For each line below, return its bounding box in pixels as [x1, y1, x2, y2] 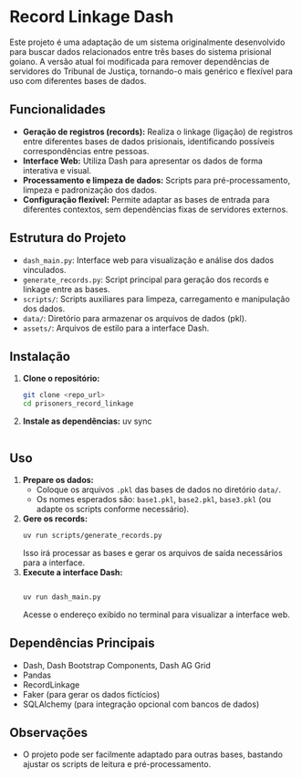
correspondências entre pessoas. [22, 145, 150, 156]
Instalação [9, 349, 71, 364]
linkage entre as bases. [22, 283, 110, 294]
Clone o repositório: [22, 373, 100, 384]
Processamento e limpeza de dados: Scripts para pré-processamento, [22, 174, 290, 185]
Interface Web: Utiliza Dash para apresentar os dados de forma [22, 155, 263, 166]
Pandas [22, 669, 52, 680]
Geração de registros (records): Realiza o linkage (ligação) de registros [22, 126, 294, 137]
